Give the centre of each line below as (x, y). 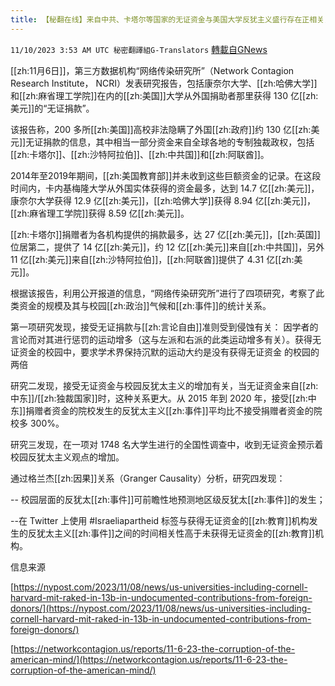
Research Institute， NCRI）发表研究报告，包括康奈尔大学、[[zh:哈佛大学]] (164, 83)
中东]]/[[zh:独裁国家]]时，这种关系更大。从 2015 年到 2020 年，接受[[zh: (159, 398)
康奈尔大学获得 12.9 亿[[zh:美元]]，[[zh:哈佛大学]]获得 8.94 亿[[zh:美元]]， (163, 200)
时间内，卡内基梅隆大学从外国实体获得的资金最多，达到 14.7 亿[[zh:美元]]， (165, 188)
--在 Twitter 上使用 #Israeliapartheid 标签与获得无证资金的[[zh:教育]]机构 (160, 520)
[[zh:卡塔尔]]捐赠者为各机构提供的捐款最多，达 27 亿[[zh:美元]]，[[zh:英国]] (165, 234)
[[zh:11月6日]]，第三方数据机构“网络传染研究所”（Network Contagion (152, 70)
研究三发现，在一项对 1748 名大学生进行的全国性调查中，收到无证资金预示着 (167, 444)
